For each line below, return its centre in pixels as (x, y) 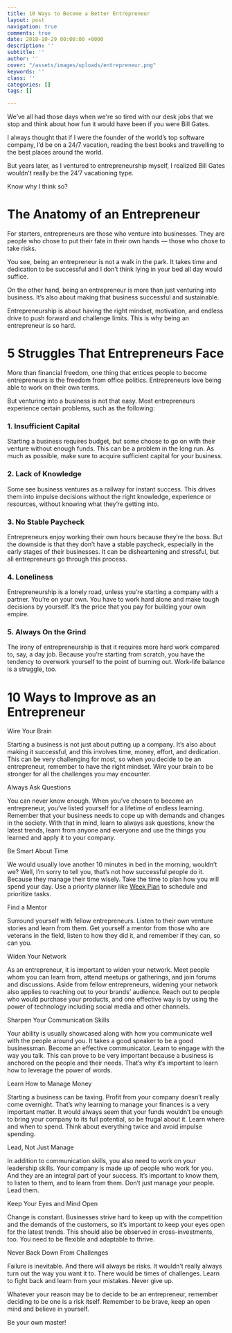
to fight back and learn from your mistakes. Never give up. (90, 1281)
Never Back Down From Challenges (58, 1253)
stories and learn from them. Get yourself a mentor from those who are (108, 928)
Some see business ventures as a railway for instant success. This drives (111, 489)
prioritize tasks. (29, 894)
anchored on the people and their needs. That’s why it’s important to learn (113, 1063)
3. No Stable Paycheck (46, 522)
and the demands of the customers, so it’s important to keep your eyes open (116, 1225)
